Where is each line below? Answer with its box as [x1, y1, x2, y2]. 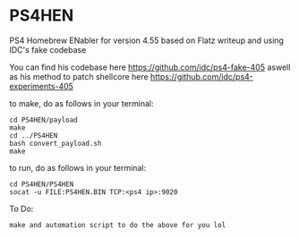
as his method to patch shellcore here [9, 71, 149, 81]
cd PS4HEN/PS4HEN [9, 180, 74, 189]
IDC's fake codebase [9, 44, 87, 55]
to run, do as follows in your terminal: [9, 162, 146, 173]
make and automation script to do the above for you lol [9, 220, 226, 229]
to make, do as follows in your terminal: [9, 98, 154, 108]
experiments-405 [9, 81, 74, 91]
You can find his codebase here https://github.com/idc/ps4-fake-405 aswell [9, 62, 291, 72]
